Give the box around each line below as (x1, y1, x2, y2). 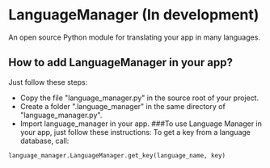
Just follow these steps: (8, 77, 88, 86)
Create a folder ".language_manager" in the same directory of (19, 101, 226, 111)
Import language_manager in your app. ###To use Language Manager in (19, 119, 263, 128)
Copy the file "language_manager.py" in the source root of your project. (19, 93, 259, 103)
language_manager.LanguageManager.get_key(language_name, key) (8, 151, 226, 159)
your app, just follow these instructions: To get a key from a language (19, 127, 251, 136)
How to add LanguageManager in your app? (8, 56, 233, 69)
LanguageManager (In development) (8, 6, 259, 24)
